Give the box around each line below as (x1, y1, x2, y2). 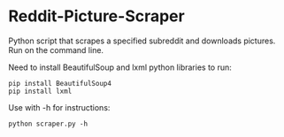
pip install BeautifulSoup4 (8, 79, 112, 88)
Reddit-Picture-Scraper (8, 6, 185, 27)
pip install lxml (8, 87, 73, 95)
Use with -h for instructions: (8, 102, 111, 112)
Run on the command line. (8, 44, 104, 55)
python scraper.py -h (8, 119, 88, 128)
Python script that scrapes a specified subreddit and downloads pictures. (8, 35, 276, 46)
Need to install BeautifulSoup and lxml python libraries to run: (8, 62, 232, 72)
